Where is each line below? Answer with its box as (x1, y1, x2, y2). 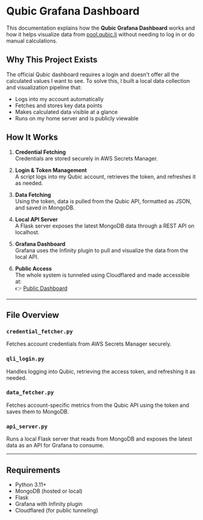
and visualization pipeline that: (6, 84, 82, 91)
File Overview (6, 310, 59, 320)
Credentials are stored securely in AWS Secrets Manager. (14, 154, 158, 162)
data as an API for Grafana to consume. (6, 442, 105, 449)
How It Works (6, 132, 59, 143)
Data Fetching (14, 191, 51, 198)
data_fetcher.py (6, 389, 54, 396)
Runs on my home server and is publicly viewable (14, 114, 139, 122)
